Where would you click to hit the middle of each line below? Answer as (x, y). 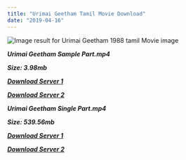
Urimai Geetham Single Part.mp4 (57, 108)
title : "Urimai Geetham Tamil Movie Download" (77, 14)
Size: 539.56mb (31, 122)
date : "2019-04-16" (36, 20)
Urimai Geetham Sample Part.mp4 (59, 54)
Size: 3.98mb (27, 67)
